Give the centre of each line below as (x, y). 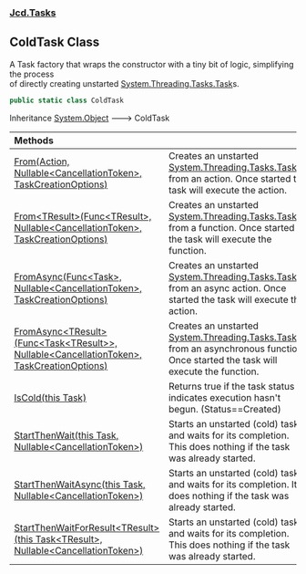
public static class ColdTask (67, 100)
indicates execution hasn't (224, 397)
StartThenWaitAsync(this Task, (80, 484)
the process (32, 74)
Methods (34, 141)
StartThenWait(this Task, (66, 435)
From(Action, (42, 162)
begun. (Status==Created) (224, 409)
